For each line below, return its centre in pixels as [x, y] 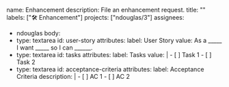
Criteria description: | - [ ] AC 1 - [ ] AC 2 [73, 76]
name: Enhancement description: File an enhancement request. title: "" [106, 10]
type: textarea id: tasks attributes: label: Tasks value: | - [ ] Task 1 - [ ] [114, 55]
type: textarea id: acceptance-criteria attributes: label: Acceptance [110, 69]
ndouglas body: [38, 33]
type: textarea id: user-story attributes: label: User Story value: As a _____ [119, 40]
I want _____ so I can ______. [54, 48]
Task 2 [26, 62]
